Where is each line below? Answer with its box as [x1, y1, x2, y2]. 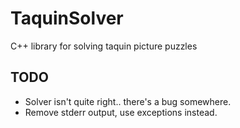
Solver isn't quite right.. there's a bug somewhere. [24, 95, 232, 107]
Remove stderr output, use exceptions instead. [24, 106, 218, 118]
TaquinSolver [10, 7, 124, 30]
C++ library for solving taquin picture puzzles [10, 40, 198, 52]
